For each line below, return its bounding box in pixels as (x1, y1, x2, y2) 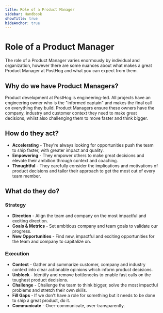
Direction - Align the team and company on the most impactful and (12, 213, 147, 219)
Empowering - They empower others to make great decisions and (12, 152, 145, 158)
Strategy (5, 202, 26, 208)
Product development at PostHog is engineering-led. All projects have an (5, 95, 151, 100)
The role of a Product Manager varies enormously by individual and (5, 58, 140, 63)
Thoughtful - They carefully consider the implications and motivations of (12, 163, 158, 169)
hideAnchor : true (5, 20, 40, 26)
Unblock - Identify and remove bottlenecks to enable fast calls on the (12, 272, 151, 278)
